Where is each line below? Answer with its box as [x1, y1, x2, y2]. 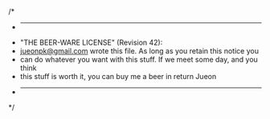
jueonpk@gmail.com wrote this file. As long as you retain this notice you [19, 46, 260, 55]
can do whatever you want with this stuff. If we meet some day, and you [19, 55, 259, 64]
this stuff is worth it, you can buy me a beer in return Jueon [19, 72, 217, 81]
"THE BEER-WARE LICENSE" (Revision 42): [19, 38, 163, 47]
